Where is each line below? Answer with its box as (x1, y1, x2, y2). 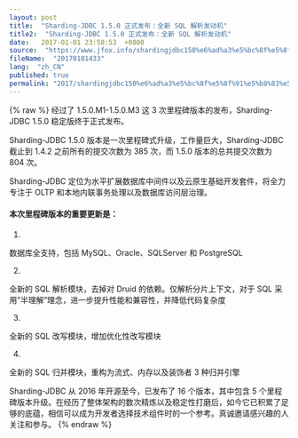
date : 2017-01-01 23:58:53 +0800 (9, 37, 145, 47)
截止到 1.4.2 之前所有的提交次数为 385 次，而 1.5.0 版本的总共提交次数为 (9, 146, 273, 156)
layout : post (9, 12, 58, 22)
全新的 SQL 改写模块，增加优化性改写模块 (9, 330, 161, 341)
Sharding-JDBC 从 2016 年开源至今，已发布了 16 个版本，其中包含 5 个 (9, 386, 268, 396)
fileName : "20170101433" (9, 54, 105, 63)
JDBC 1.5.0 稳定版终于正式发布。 (9, 115, 129, 126)
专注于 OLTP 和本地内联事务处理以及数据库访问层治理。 (9, 187, 213, 197)
